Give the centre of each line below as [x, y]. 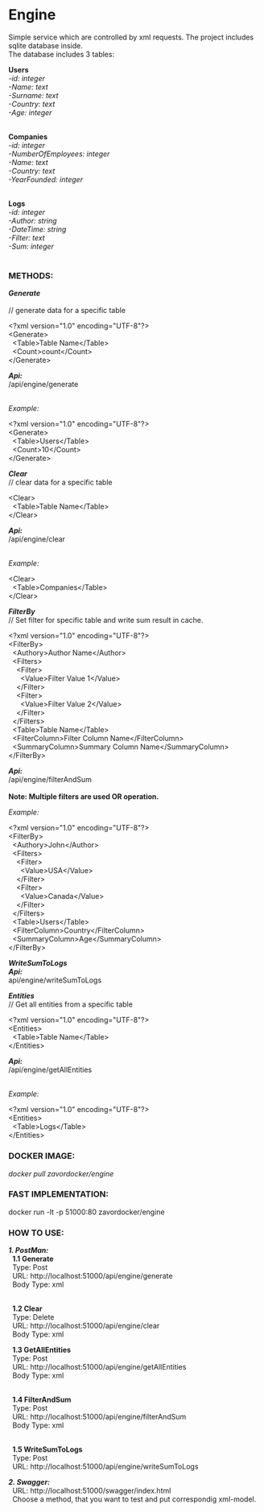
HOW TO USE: [36, 1233]
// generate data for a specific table [67, 311]
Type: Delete [33, 1317]
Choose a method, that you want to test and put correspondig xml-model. [134, 1499]
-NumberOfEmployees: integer [59, 154]
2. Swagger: [29, 1482]
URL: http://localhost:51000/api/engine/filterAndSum [99, 1417]
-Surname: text [33, 95]
